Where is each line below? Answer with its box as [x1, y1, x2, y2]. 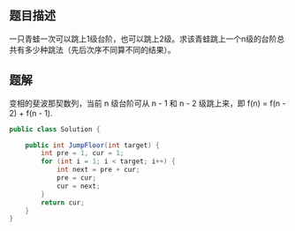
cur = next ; [56, 182, 101, 190]
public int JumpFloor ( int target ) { [25, 140, 161, 150]
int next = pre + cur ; [56, 166, 140, 175]
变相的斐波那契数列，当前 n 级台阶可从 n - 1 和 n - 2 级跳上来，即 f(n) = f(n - [9, 98, 286, 108]
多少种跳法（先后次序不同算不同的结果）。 [24, 44, 176, 55]
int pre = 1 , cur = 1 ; [41, 149, 125, 158]
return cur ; [41, 197, 86, 207]
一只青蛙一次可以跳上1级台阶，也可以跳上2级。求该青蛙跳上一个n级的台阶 [9, 34, 277, 44]
